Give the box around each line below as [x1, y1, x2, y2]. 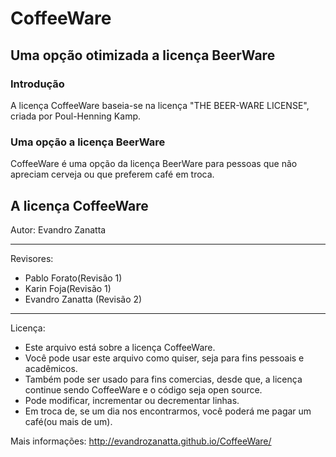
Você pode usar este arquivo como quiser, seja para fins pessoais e [24, 352, 305, 364]
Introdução [10, 77, 65, 91]
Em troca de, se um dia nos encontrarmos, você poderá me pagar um [24, 405, 312, 417]
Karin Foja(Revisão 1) [24, 282, 112, 294]
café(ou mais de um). [24, 415, 113, 427]
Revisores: [10, 252, 54, 264]
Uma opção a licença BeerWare [10, 135, 166, 149]
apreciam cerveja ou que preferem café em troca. [10, 168, 215, 181]
